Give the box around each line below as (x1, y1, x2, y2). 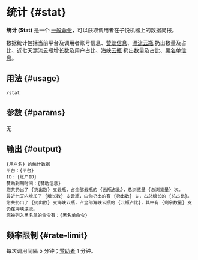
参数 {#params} (6, 107, 66, 118)
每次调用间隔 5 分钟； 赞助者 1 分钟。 (6, 247, 97, 255)
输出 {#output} (6, 144, 62, 154)
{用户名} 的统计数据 (6, 162, 50, 168)
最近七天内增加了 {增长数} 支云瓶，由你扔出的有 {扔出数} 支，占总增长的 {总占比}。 (6, 193, 192, 199)
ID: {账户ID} (6, 174, 37, 180)
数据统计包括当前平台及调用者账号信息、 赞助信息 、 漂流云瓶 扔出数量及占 (6, 39, 187, 46)
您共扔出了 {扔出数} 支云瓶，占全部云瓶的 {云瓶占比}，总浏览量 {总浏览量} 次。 (6, 187, 184, 193)
